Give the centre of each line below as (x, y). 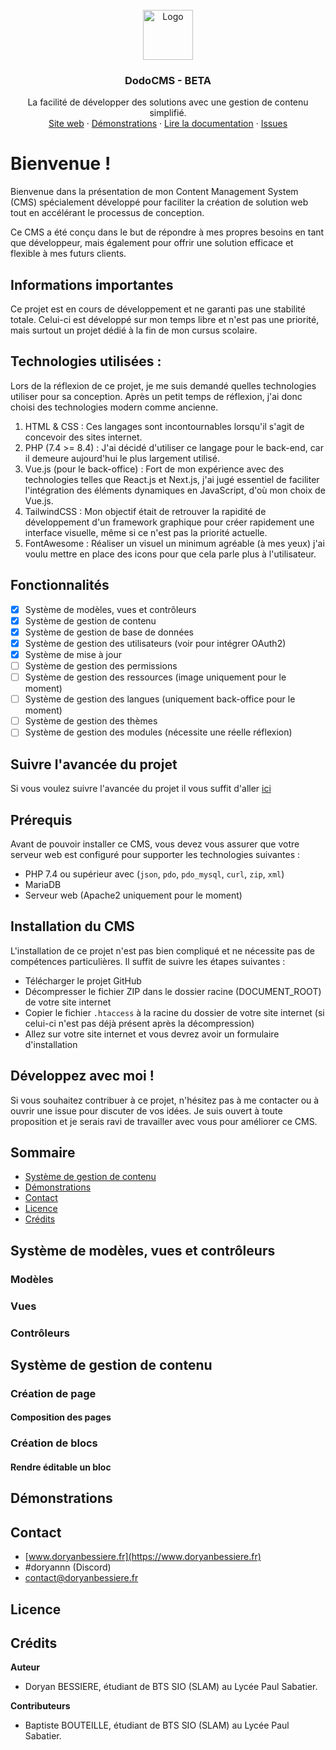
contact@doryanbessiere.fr (81, 1578)
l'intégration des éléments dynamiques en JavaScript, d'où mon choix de (175, 490)
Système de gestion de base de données (109, 632)
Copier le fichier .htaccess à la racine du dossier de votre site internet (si (174, 1012)
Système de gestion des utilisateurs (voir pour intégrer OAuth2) (155, 643)
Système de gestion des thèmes (91, 721)
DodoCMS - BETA (168, 80)
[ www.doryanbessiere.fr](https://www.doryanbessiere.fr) (143, 1557)
